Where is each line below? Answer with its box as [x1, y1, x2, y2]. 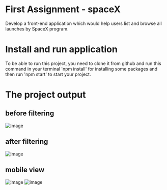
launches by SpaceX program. [5, 25, 69, 31]
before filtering [5, 109, 54, 118]
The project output [5, 89, 86, 101]
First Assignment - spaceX [5, 4, 121, 15]
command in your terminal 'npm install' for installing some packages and [5, 66, 158, 72]
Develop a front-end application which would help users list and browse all [5, 20, 162, 26]
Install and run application [5, 44, 118, 55]
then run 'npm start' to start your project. [5, 71, 91, 77]
